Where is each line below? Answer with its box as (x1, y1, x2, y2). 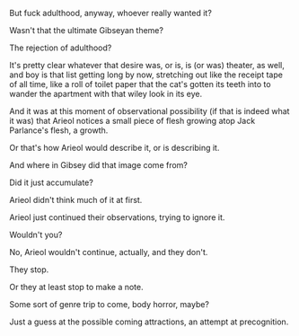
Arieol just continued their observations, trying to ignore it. (9, 212, 225, 223)
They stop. (9, 264, 49, 275)
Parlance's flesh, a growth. (9, 125, 109, 136)
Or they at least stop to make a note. (9, 282, 144, 292)
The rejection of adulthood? (9, 42, 112, 53)
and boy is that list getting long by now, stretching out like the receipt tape (9, 69, 283, 80)
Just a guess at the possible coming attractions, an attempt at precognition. (9, 316, 289, 327)
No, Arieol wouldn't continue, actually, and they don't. (9, 247, 208, 257)
